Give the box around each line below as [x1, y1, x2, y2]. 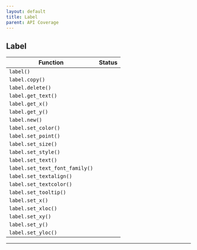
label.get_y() [9, 109, 49, 115]
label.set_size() [9, 141, 57, 148]
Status [98, 59, 118, 67]
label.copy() [9, 77, 46, 83]
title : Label [6, 14, 38, 20]
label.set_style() [9, 149, 60, 156]
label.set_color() [9, 125, 60, 132]
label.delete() [9, 84, 52, 91]
